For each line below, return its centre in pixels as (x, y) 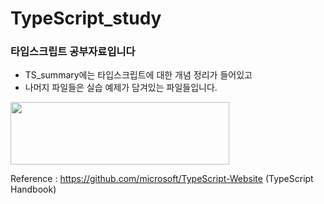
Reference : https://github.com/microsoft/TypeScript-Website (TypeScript (162, 179)
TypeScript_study (86, 18)
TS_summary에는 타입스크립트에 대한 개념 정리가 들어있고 (138, 75)
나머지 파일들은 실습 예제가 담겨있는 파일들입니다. (121, 88)
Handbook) (33, 189)
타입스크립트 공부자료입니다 (73, 52)
